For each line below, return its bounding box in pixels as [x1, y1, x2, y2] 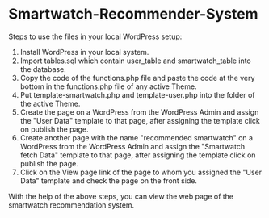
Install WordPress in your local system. [19, 47, 149, 57]
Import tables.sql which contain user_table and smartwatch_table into [19, 56, 252, 65]
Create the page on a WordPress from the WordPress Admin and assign [19, 107, 259, 117]
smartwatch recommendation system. [8, 199, 135, 210]
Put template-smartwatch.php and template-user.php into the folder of [19, 90, 255, 99]
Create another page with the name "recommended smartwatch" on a [19, 132, 253, 142]
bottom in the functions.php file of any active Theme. [19, 82, 197, 91]
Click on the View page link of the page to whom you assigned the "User [19, 167, 263, 177]
